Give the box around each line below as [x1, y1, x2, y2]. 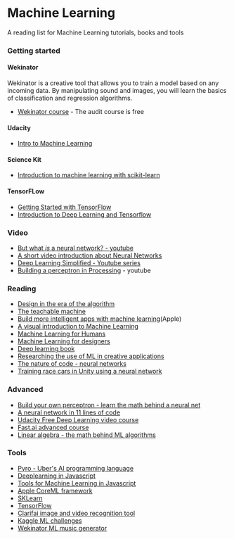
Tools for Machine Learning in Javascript [17, 478, 136, 487]
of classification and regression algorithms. [7, 94, 133, 103]
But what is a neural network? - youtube [17, 243, 134, 252]
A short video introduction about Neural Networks [17, 251, 162, 260]
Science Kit [7, 155, 42, 163]
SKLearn [17, 494, 44, 502]
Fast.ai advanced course [17, 423, 89, 431]
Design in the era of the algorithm [17, 300, 115, 308]
